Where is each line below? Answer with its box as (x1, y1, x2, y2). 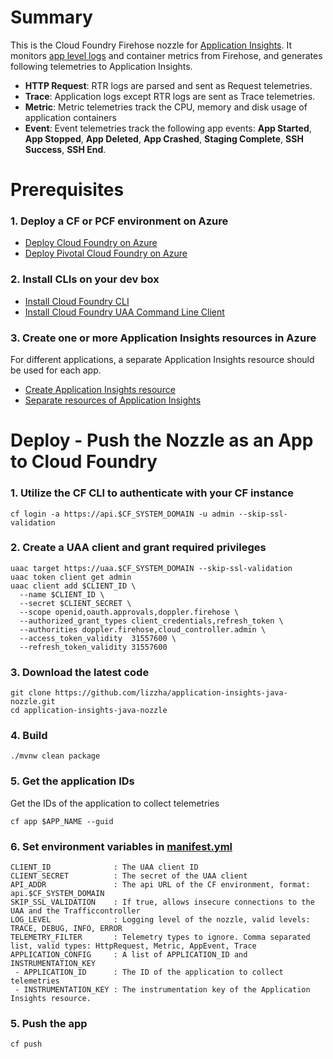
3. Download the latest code (10, 665, 150, 679)
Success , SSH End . (24, 143, 107, 155)
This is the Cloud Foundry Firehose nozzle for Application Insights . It (10, 39, 293, 51)
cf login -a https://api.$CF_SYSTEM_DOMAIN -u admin (10, 509, 235, 519)
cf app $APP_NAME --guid (10, 816, 114, 826)
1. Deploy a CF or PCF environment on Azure (10, 214, 229, 228)
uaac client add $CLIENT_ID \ (10, 581, 137, 591)
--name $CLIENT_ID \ (19, 589, 105, 600)
